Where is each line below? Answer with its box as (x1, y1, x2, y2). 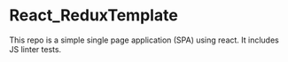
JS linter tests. (9, 43, 62, 54)
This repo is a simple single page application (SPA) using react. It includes (9, 35, 279, 45)
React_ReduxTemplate (9, 5, 179, 26)
